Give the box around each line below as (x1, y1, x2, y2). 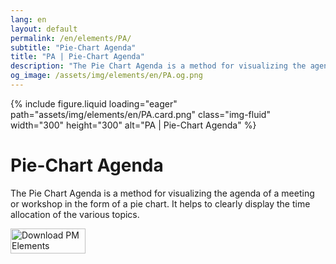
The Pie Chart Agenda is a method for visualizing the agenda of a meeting (10, 187, 315, 199)
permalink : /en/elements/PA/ (10, 33, 132, 43)
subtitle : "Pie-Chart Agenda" (10, 42, 137, 53)
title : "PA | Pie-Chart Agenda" (10, 52, 145, 62)
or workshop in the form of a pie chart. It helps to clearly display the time (10, 197, 311, 210)
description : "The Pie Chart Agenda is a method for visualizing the (10, 61, 307, 71)
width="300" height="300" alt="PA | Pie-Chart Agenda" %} (10, 119, 257, 131)
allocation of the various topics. (10, 208, 140, 220)
